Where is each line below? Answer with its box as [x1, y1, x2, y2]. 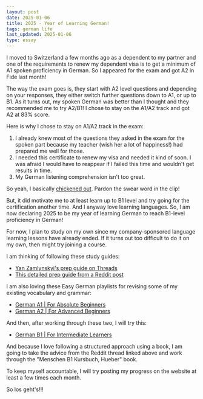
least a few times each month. [6, 374, 82, 381]
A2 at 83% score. [6, 111, 50, 118]
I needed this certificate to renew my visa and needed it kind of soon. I [15, 154, 191, 161]
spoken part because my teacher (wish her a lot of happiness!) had [15, 141, 183, 148]
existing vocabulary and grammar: [6, 290, 92, 296]
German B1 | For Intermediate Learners [15, 331, 112, 338]
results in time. [15, 167, 53, 174]
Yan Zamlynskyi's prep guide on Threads [15, 265, 118, 271]
